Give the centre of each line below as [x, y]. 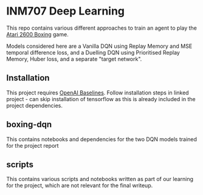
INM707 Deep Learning [66, 11]
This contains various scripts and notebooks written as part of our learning [100, 179]
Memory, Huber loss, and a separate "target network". [74, 59]
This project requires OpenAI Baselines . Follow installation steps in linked [98, 93]
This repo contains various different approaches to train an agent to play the [102, 28]
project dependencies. [34, 105]
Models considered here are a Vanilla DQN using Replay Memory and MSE [99, 46]
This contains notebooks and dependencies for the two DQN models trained [102, 139]
